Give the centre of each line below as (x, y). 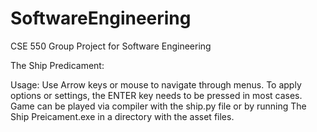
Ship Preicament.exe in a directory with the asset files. (122, 116)
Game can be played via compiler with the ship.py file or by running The (158, 106)
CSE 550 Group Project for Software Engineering (111, 46)
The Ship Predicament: (57, 65)
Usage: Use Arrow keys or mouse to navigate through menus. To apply (156, 84)
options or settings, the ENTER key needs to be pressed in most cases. (156, 95)
